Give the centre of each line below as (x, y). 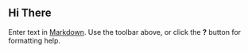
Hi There (30, 13)
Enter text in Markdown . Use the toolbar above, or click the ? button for (124, 32)
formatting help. (35, 40)
